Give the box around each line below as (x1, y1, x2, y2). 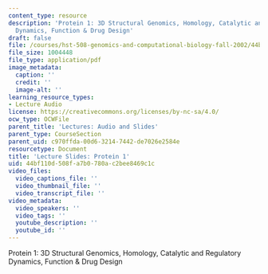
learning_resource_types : (8, 93, 94, 101)
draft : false (8, 33, 52, 42)
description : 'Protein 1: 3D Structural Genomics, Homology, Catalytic (8, 19, 251, 27)
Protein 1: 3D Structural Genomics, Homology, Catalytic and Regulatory (8, 249, 242, 257)
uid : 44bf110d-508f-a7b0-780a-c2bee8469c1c (8, 160, 156, 168)
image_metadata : (8, 64, 62, 72)
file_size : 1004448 (8, 49, 73, 57)
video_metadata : (8, 197, 62, 205)
